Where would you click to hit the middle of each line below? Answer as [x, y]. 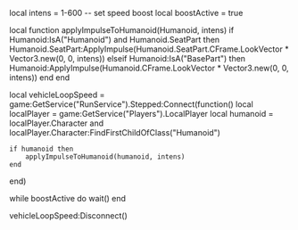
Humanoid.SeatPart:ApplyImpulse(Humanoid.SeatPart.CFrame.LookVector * [149, 49]
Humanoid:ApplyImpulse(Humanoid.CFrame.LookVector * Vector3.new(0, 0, [149, 68]
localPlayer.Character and [57, 123]
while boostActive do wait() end [68, 198]
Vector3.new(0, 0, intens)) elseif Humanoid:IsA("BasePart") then [128, 58]
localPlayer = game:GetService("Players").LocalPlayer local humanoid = [141, 114]
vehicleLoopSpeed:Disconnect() [68, 216]
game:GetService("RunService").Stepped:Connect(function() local [132, 104]
